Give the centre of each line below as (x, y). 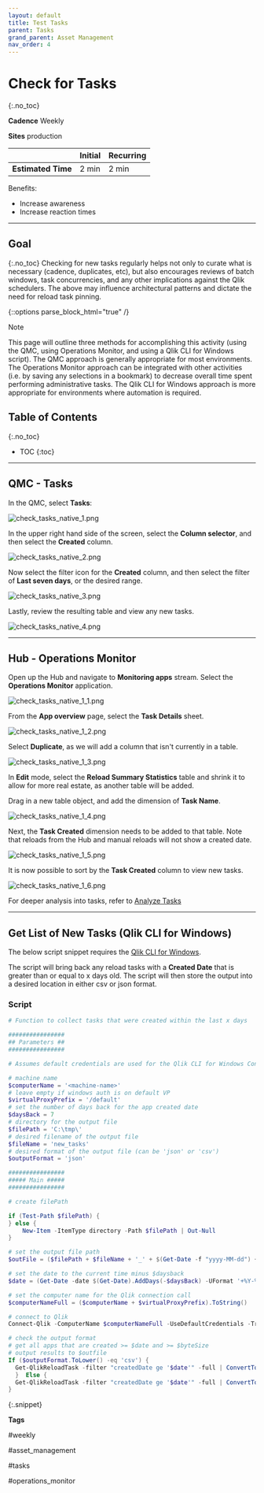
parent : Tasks (31, 30)
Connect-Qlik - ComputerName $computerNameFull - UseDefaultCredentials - (130, 1324)
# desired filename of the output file (73, 1136)
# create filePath (38, 1201)
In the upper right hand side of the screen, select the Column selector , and (130, 533)
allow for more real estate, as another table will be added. (101, 785)
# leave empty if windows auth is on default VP (89, 1093)
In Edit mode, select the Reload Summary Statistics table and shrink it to (127, 778)
